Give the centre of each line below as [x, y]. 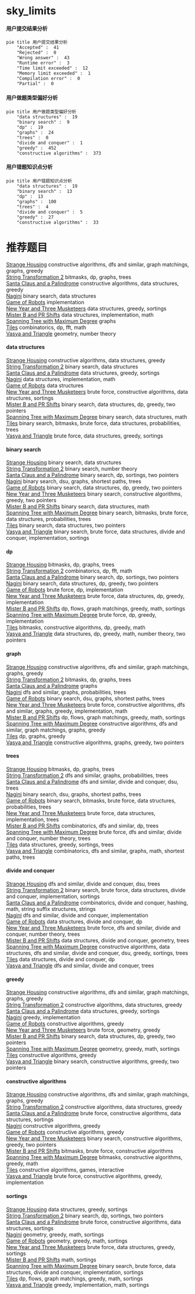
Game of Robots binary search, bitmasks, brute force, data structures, [91, 800]
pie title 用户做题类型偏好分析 [41, 112]
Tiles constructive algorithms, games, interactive [65, 1170]
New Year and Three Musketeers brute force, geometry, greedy [83, 1030]
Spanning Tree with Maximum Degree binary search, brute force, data [91, 1266]
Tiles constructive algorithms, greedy [52, 1055]
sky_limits [31, 11]
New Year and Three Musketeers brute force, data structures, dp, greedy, [95, 596]
